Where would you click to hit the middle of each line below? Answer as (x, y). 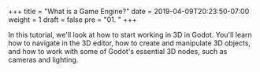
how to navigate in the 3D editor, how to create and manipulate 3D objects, (129, 43)
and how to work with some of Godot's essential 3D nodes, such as (118, 51)
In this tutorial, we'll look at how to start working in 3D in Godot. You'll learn (130, 35)
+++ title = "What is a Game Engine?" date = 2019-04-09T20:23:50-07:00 (129, 11)
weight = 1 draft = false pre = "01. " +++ (72, 20)
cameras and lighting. (43, 59)
